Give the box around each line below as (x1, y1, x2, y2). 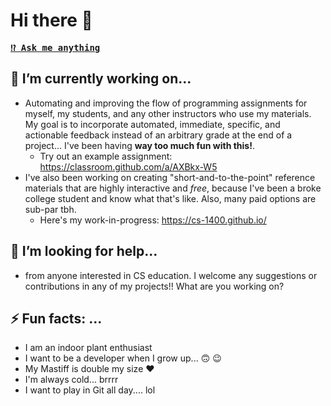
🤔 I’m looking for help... (10, 243, 158, 260)
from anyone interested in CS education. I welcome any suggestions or (24, 269, 318, 281)
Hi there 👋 (10, 9, 93, 32)
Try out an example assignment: (39, 150, 173, 162)
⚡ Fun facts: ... (10, 310, 103, 327)
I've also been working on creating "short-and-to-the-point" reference (24, 171, 316, 183)
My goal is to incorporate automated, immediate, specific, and (24, 118, 281, 130)
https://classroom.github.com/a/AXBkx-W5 (39, 160, 218, 173)
